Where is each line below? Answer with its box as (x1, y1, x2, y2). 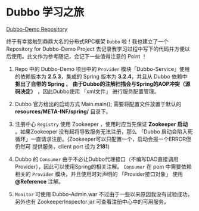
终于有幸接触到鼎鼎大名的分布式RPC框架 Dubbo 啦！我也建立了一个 (6, 38, 169, 45)
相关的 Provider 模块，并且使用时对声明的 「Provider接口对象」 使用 (14, 170, 184, 178)
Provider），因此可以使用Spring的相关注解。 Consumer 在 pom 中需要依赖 (14, 163, 192, 170)
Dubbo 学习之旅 (6, 5, 85, 19)
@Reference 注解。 (14, 178, 64, 185)
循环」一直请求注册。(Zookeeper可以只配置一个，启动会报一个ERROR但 (14, 135, 192, 142)
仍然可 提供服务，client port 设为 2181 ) (14, 142, 110, 150)
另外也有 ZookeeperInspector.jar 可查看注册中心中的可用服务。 (14, 198, 170, 205)
